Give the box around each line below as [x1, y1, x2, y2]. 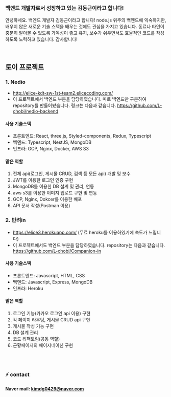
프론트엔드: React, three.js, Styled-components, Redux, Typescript [12, 133, 152, 139]
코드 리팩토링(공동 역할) [12, 336, 60, 342]
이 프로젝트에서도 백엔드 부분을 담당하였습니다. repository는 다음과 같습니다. [12, 242, 165, 248]
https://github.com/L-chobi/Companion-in [12, 248, 101, 254]
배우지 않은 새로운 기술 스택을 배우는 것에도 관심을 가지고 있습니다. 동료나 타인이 [5, 24, 165, 30]
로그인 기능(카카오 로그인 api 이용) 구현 [12, 311, 91, 317]
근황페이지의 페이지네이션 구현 [12, 342, 73, 348]
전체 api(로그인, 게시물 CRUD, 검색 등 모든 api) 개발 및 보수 [12, 170, 131, 177]
